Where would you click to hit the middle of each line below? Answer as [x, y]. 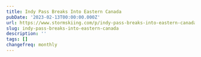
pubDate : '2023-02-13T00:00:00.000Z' [53, 17]
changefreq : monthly [32, 45]
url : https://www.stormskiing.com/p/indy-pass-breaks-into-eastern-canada [101, 23]
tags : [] [17, 39]
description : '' [26, 34]
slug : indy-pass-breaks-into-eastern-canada [63, 28]
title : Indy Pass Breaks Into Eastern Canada [64, 12]
